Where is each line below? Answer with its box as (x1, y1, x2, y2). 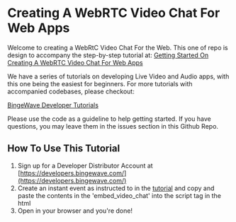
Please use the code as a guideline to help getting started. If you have (7, 115, 211, 123)
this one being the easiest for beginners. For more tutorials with (7, 79, 193, 88)
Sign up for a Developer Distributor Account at (17, 161, 154, 170)
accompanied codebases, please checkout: (7, 87, 135, 95)
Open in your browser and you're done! (17, 206, 133, 215)
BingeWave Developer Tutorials (7, 100, 99, 109)
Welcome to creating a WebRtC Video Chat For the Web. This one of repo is (7, 43, 228, 52)
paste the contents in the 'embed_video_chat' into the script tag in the (17, 191, 222, 199)
